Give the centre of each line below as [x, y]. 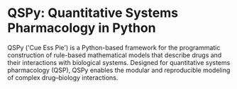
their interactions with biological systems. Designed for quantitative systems [119, 62]
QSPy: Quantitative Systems [93, 13]
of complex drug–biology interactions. [63, 77]
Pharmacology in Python [82, 28]
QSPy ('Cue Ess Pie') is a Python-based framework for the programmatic [114, 47]
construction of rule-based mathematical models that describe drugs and [115, 55]
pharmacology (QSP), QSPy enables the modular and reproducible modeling [119, 70]
